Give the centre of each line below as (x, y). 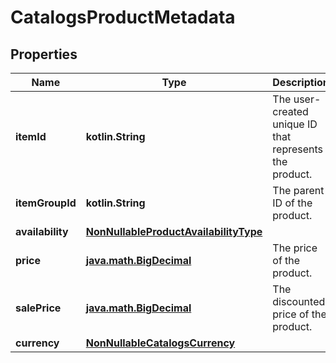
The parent (298, 190)
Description (301, 82)
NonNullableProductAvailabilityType (174, 231)
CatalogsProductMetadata (123, 17)
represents (298, 149)
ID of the (292, 203)
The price (295, 248)
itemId (31, 136)
